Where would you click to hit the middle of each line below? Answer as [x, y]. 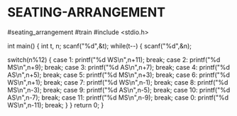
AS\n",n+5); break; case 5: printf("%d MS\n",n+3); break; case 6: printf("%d [119, 75]
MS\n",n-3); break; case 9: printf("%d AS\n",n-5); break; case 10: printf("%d [119, 90]
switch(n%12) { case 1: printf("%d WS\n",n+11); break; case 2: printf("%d [114, 59]
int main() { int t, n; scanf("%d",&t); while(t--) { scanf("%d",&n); [99, 46]
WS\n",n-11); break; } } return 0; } [56, 105]
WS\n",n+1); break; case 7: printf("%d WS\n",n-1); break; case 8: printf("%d [118, 82]
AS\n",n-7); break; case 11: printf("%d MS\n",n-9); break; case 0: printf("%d [118, 97]
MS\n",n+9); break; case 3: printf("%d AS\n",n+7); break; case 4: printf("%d [119, 67]
